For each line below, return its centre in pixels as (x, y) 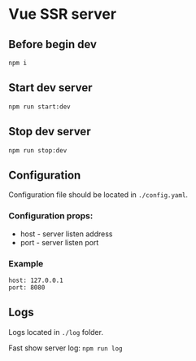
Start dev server (50, 88)
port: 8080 (27, 288)
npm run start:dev (39, 107)
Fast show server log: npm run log (65, 348)
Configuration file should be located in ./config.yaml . (98, 195)
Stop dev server (50, 132)
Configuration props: (51, 216)
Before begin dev (53, 44)
